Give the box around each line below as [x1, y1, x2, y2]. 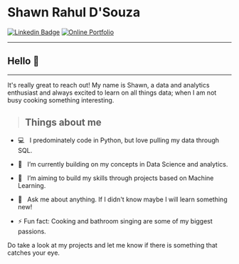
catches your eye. [7, 248, 60, 257]
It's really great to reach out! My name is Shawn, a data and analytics [7, 80, 210, 89]
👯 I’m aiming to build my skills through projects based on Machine [17, 174, 214, 182]
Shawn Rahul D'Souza [7, 4, 141, 21]
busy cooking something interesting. [7, 95, 115, 104]
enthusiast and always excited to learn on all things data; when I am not [7, 88, 217, 97]
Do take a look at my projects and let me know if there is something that [7, 241, 218, 249]
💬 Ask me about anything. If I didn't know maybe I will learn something [17, 195, 228, 204]
